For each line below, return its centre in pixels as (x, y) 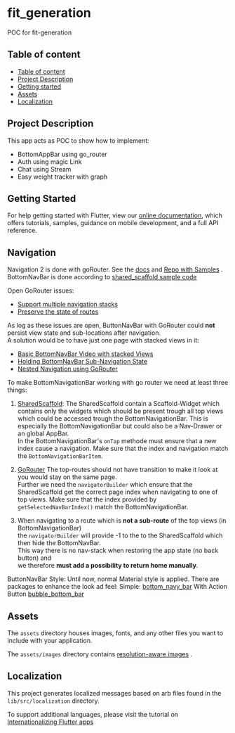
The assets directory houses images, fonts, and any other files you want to (115, 633)
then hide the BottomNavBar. (59, 543)
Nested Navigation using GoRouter (67, 369)
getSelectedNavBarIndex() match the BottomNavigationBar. (103, 507)
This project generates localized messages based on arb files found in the (114, 693)
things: (17, 390)
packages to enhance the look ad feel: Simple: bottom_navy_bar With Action (117, 587)
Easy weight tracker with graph (62, 177)
